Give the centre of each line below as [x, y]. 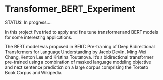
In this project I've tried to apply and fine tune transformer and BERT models [82, 32]
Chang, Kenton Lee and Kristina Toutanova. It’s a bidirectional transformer [79, 57]
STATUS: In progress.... [29, 22]
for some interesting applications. [39, 37]
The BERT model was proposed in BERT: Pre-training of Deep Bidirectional [80, 46]
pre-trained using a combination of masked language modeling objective [78, 62]
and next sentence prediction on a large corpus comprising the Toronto [77, 67]
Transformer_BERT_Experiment [70, 9]
